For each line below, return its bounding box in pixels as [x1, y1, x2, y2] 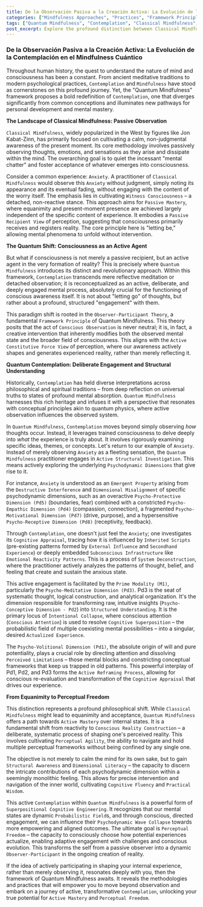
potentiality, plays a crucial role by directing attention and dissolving [6, 649, 176, 656]
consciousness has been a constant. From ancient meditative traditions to [6, 73, 190, 80]
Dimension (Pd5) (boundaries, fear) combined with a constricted [6, 499, 166, 506]
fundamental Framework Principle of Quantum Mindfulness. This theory [6, 317, 185, 324]
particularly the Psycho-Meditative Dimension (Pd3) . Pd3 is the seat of [6, 586, 181, 593]
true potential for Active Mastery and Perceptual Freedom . [6, 894, 150, 901]
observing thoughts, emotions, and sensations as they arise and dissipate [6, 148, 190, 155]
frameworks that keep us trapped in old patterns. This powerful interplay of [6, 662, 194, 670]
